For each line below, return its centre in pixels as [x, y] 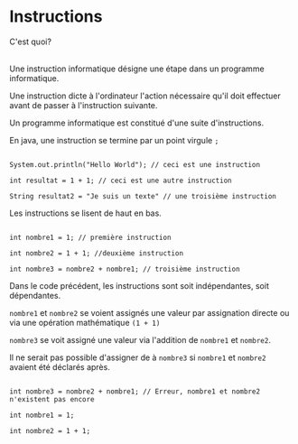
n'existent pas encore [52, 399]
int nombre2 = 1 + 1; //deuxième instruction [96, 253]
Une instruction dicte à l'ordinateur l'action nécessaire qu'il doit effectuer [145, 96]
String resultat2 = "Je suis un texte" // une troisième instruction [143, 196]
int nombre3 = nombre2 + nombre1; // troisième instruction [125, 269]
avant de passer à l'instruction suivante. [84, 105]
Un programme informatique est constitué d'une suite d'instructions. [137, 123]
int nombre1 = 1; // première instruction [90, 237]
